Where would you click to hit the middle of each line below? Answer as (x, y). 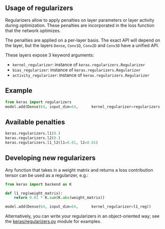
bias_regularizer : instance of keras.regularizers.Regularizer (76, 70)
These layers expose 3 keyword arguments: (50, 55)
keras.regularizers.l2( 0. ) (33, 138)
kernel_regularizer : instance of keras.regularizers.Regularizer (79, 64)
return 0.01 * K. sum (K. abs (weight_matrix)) (60, 198)
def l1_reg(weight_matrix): (34, 193)
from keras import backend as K (38, 184)
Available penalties (35, 122)
